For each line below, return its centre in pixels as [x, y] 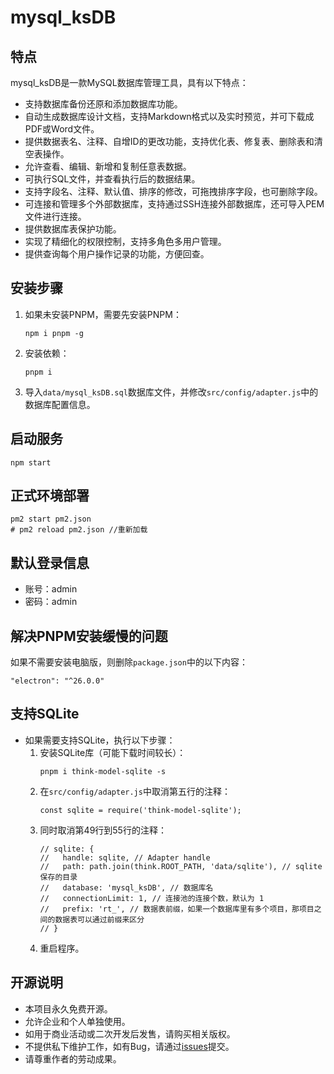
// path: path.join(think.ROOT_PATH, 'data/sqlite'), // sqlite [181, 866]
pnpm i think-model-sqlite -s [103, 771]
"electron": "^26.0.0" [57, 681]
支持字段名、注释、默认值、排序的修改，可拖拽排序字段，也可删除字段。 [173, 191]
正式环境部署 [50, 496]
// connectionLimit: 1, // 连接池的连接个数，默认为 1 [152, 898]
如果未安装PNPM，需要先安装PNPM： [103, 314]
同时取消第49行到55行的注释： [103, 830]
